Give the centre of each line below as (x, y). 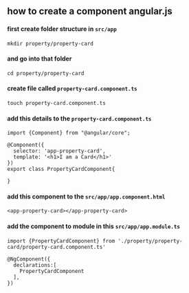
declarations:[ (35, 265)
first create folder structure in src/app (62, 29)
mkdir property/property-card (51, 43)
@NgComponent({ (29, 259)
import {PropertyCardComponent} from (61, 241)
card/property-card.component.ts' (57, 247)
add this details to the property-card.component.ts (79, 118)
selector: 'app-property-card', (60, 151)
